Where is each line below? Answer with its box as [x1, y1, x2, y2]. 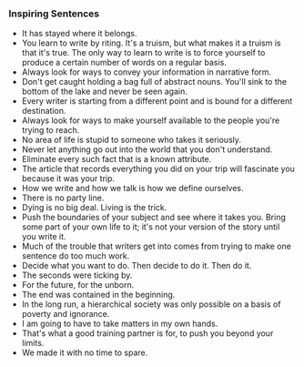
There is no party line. [21, 192, 105, 203]
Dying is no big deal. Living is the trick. [21, 202, 167, 213]
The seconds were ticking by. [21, 270, 133, 280]
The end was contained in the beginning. [21, 290, 176, 301]
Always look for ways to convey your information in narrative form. [21, 66, 272, 77]
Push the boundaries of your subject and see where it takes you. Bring [21, 212, 286, 223]
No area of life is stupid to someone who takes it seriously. [21, 135, 242, 146]
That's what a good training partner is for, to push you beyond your [21, 328, 274, 339]
